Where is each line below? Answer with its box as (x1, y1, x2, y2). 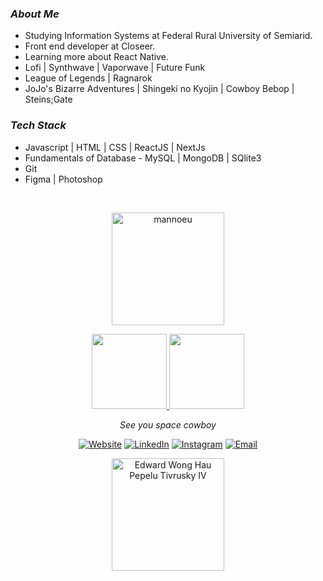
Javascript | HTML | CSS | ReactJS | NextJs (24, 141, 206, 153)
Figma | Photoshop (24, 173, 103, 185)
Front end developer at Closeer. (24, 40, 156, 52)
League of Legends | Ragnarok (24, 72, 153, 84)
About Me (10, 7, 60, 21)
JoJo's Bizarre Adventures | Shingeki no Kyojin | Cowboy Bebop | (24, 83, 295, 95)
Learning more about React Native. (24, 51, 169, 63)
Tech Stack (10, 118, 67, 132)
